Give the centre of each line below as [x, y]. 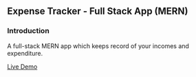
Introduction [28, 31]
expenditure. [25, 53]
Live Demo [22, 66]
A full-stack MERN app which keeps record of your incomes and [98, 46]
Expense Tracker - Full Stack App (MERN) [98, 11]
